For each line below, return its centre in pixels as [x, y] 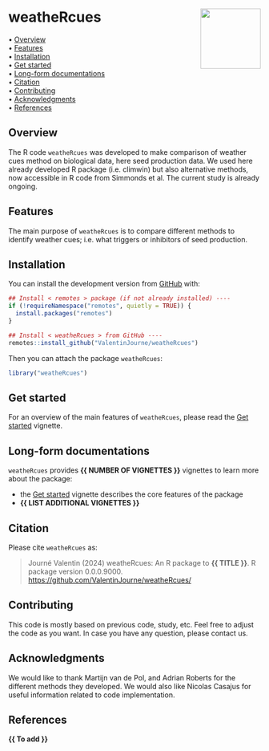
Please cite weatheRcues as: [53, 547]
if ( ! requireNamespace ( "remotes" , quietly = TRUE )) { [100, 306]
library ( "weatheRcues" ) [48, 373]
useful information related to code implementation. [92, 695]
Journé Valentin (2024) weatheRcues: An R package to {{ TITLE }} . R [142, 562]
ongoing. [23, 186]
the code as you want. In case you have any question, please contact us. [128, 633]
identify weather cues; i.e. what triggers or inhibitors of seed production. [128, 239]
